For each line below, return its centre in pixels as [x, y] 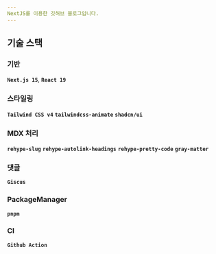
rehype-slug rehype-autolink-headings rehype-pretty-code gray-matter [108, 149]
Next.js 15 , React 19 [37, 80]
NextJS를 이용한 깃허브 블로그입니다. [53, 13]
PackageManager [37, 200]
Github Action [27, 245]
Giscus [16, 183]
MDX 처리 [23, 133]
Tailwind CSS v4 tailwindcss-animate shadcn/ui [75, 115]
